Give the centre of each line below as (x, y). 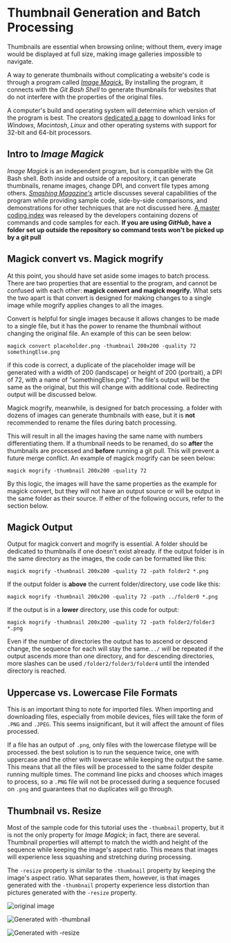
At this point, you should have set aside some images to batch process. (109, 276)
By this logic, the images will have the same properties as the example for (112, 484)
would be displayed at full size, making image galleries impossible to (105, 54)
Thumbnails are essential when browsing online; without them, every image (115, 46)
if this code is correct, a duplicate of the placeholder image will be (101, 364)
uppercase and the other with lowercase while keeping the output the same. (115, 759)
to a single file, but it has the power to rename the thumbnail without (104, 326)
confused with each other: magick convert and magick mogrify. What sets (115, 290)
